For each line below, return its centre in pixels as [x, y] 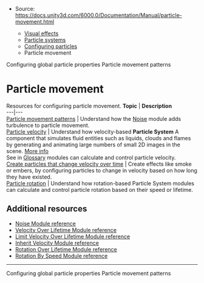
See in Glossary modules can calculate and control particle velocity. [91, 157]
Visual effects [41, 33]
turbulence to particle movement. [48, 125]
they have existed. [29, 177]
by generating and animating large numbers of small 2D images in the [93, 145]
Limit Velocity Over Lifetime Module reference [73, 236]
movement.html [35, 22]
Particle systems [45, 40]
